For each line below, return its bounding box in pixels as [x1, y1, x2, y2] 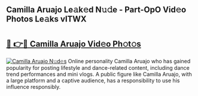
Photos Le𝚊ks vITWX [6, 14, 87, 24]
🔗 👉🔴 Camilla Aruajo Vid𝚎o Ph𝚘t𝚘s [6, 39, 142, 49]
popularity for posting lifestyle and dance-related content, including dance [6, 64, 190, 71]
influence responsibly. [6, 83, 61, 90]
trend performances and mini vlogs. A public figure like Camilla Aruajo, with [6, 71, 193, 78]
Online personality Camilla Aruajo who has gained [68, 58, 191, 64]
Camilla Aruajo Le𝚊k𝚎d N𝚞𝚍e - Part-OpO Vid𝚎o [6, 5, 187, 15]
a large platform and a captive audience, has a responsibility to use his [6, 77, 180, 84]
